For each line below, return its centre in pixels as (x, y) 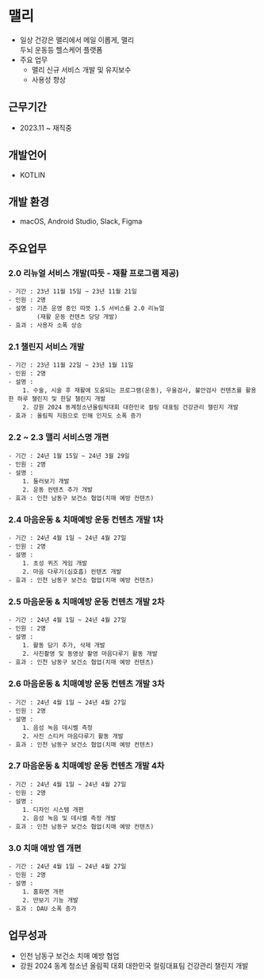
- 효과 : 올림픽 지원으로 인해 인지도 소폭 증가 (75, 416)
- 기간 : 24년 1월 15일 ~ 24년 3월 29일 (69, 456)
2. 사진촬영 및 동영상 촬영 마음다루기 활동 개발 (90, 654)
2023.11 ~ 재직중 (46, 127)
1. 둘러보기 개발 (46, 481)
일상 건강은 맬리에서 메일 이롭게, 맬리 (77, 40)
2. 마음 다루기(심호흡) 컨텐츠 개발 (72, 572)
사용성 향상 (48, 80)
